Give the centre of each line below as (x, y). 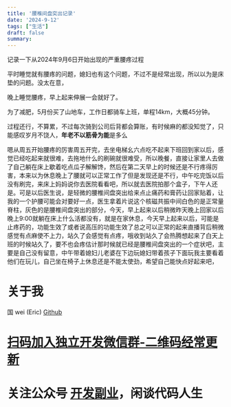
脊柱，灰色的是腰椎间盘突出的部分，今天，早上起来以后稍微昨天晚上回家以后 (115, 210)
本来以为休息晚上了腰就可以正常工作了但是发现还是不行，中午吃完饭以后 (121, 175)
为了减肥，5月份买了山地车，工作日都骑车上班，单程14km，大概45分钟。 (111, 112)
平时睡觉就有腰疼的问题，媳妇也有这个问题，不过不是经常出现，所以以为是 (112, 74)
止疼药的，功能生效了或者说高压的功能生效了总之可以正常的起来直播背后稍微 (115, 227)
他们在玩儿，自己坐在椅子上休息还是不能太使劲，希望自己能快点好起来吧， (112, 261)
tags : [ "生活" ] (28, 26)
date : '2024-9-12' (33, 20)
